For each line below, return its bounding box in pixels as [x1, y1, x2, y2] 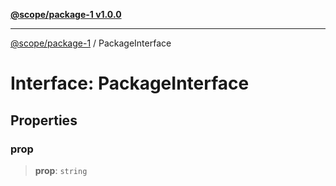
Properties [10, 112, 78, 129]
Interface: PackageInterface [10, 72, 250, 95]
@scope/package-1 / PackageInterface [10, 37, 172, 49]
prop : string [34, 164, 88, 176]
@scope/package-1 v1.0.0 [10, 9, 122, 20]
